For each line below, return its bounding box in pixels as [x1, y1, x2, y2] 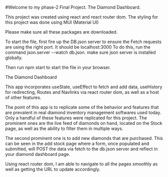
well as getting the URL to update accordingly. [5, 166, 101, 172]
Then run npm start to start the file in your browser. [5, 65, 111, 70]
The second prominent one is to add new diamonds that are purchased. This [5, 135, 163, 141]
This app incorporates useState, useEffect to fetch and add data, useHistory [5, 84, 162, 90]
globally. [5, 55, 23, 61]
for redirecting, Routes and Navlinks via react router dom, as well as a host [5, 89, 159, 95]
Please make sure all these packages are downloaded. [5, 29, 118, 35]
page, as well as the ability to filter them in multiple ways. [5, 125, 124, 131]
